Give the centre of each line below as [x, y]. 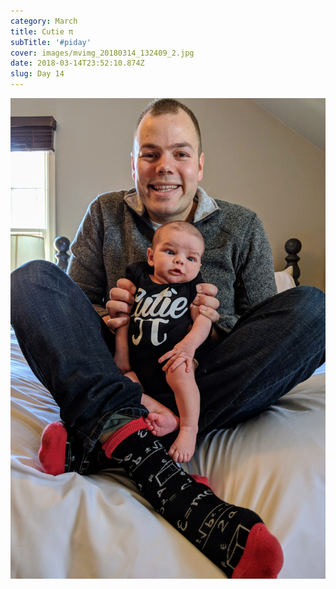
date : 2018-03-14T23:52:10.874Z [77, 63]
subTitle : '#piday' [51, 42]
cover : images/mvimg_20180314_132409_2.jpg [102, 53]
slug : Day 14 [37, 74]
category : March [44, 21]
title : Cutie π [42, 31]
